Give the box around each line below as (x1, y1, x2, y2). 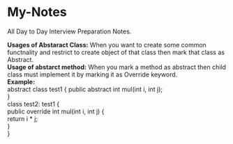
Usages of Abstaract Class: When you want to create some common (7, 40, 207, 49)
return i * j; (7, 114, 38, 122)
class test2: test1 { (7, 99, 60, 108)
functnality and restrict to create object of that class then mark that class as (7, 48, 225, 56)
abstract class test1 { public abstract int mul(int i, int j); (7, 85, 163, 93)
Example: (7, 77, 36, 86)
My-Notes (7, 4, 68, 20)
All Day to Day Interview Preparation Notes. (7, 27, 132, 35)
